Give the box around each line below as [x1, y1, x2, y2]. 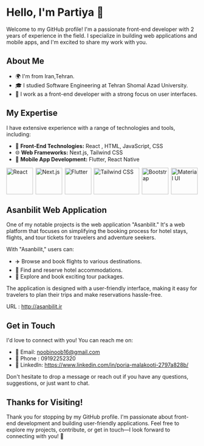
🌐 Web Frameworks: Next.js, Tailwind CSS [15, 149, 123, 156]
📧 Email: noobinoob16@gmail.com [15, 348, 100, 356]
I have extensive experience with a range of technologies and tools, [6, 124, 175, 131]
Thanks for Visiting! [6, 397, 83, 407]
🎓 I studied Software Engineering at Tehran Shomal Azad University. [15, 81, 188, 89]
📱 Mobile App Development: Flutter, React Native [15, 155, 140, 163]
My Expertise [6, 108, 58, 118]
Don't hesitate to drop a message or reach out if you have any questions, [6, 373, 189, 380]
